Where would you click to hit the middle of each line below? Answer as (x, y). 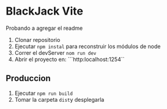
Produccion (28, 78)
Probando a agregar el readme (44, 28)
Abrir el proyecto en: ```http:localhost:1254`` (69, 59)
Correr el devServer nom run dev (55, 52)
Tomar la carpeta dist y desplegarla (59, 99)
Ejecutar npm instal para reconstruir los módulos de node (87, 46)
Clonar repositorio (37, 40)
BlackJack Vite (45, 11)
